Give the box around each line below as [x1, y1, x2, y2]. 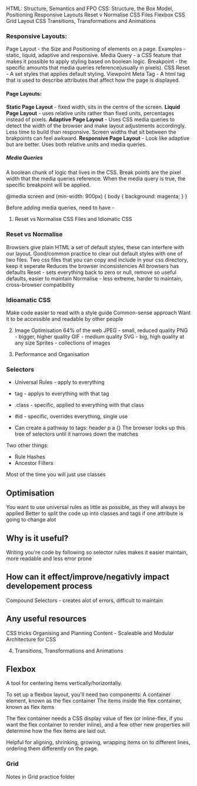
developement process [6, 581, 93, 591]
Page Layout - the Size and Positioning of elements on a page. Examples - [6, 45, 186, 52]
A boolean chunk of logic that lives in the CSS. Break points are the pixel [6, 169, 181, 176]
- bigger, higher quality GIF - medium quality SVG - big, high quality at [14, 333, 185, 340]
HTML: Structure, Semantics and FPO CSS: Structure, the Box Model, [6, 5, 173, 12]
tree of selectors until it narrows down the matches [14, 430, 138, 437]
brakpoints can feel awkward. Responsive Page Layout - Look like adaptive [6, 135, 190, 142]
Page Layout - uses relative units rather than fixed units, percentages [6, 109, 175, 116]
